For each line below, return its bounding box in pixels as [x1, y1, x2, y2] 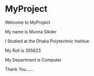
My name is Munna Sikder [5, 29, 57, 34]
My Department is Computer [5, 57, 62, 62]
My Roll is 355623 [5, 47, 41, 53]
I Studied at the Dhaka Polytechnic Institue [5, 38, 89, 44]
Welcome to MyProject [5, 19, 51, 25]
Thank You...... [5, 66, 34, 72]
